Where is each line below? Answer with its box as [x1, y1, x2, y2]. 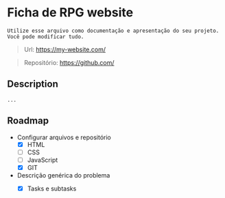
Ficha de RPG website [7, 5, 134, 20]
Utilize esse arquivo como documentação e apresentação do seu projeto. [7, 27, 220, 34]
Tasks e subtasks [27, 184, 77, 193]
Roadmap [7, 115, 49, 127]
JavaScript [27, 156, 58, 164]
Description [7, 79, 58, 90]
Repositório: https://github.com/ [23, 58, 115, 66]
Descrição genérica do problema [16, 171, 110, 179]
